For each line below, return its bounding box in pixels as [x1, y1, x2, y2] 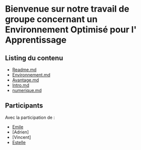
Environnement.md [12, 72, 50, 77]
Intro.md [12, 82, 29, 88]
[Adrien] [12, 129, 29, 135]
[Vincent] [12, 134, 31, 140]
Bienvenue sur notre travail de [5, 3, 129, 15]
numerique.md [12, 88, 42, 93]
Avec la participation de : [5, 114, 55, 120]
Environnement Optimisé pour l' [5, 24, 137, 35]
